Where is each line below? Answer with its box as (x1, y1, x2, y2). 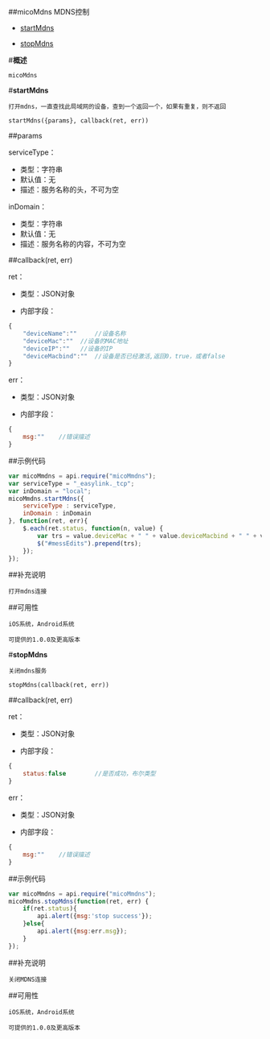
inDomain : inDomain (22, 510, 92, 518)
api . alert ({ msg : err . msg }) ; (37, 927, 128, 935)
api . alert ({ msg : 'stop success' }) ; (37, 913, 153, 921)
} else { (22, 920, 45, 928)
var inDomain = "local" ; (8, 486, 92, 495)
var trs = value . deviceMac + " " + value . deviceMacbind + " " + (37, 532, 257, 540)
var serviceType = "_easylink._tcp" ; (8, 479, 135, 487)
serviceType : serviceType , (22, 502, 117, 510)
